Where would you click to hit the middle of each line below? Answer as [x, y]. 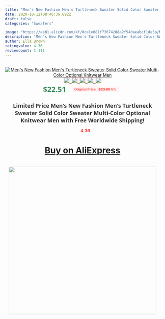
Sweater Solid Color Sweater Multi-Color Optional [82, 113]
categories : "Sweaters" [29, 23]
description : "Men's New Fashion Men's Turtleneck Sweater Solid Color [80, 37]
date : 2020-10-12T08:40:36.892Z [38, 14]
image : [12, 32]
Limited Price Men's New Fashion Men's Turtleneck [82, 105]
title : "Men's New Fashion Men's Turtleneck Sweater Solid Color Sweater [82, 10]
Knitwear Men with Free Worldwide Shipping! [82, 120]
